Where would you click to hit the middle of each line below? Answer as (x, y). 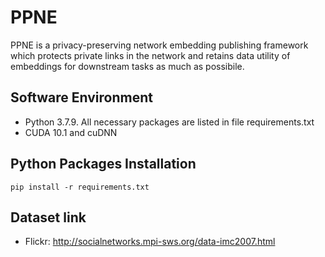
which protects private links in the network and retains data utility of (150, 55)
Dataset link (48, 217)
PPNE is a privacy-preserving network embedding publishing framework (159, 45)
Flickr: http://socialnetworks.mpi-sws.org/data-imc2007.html (150, 242)
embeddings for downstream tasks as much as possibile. (127, 66)
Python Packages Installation (103, 164)
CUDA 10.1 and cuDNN (71, 132)
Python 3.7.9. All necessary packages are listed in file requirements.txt (169, 122)
